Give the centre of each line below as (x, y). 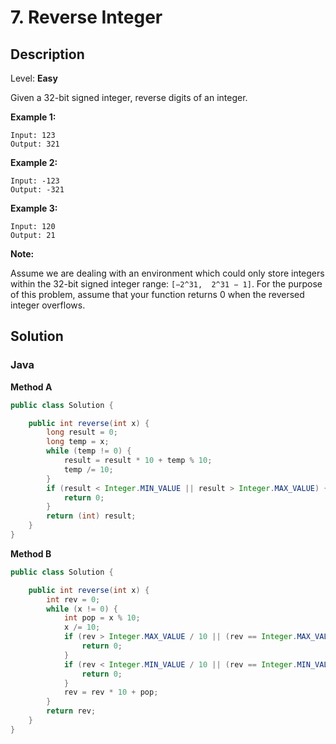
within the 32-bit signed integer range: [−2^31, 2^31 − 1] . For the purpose (166, 284)
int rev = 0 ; (73, 599)
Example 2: (34, 162)
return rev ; (71, 711)
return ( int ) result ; (91, 516)
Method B (31, 553)
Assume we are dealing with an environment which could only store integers (167, 273)
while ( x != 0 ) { (82, 609)
